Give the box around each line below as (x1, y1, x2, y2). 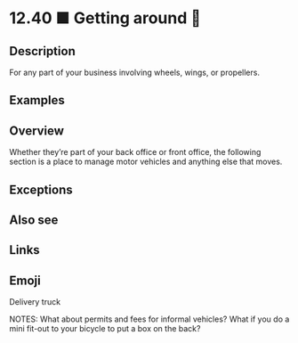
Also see (9, 212, 59, 227)
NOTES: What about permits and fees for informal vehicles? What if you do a (9, 314, 290, 324)
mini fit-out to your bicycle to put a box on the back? (9, 323, 201, 334)
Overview (9, 123, 65, 138)
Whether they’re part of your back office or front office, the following (9, 147, 262, 158)
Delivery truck (9, 297, 60, 307)
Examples (9, 93, 65, 108)
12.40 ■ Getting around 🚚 (9, 8, 202, 29)
